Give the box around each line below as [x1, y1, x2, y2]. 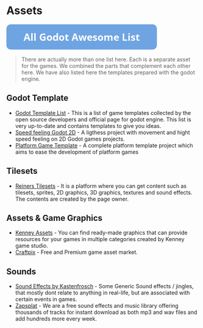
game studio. [15, 242, 49, 250]
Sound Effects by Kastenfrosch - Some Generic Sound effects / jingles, [15, 283, 194, 290]
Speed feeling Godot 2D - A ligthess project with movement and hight [15, 129, 190, 136]
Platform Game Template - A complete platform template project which [15, 141, 193, 149]
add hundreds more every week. [15, 315, 98, 322]
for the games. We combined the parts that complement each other [21, 62, 191, 69]
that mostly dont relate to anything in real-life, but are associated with [15, 289, 190, 297]
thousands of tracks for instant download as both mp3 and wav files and [15, 308, 198, 316]
